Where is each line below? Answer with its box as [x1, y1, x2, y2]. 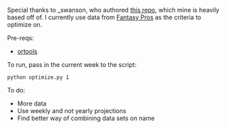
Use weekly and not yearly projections [17, 107, 127, 115]
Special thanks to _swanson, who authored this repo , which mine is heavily [7, 6, 220, 14]
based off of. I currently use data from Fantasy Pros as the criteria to [7, 13, 202, 21]
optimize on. [7, 21, 43, 28]
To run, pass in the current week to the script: [7, 61, 136, 68]
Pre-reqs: [7, 34, 34, 42]
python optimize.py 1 [7, 74, 70, 81]
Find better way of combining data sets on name [17, 114, 155, 122]
